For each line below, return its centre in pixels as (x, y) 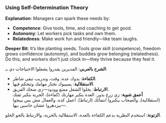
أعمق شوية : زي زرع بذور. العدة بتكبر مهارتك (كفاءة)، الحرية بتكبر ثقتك (78, 95)
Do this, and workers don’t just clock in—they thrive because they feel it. (80, 59)
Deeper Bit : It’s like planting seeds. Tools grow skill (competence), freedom (83, 49)
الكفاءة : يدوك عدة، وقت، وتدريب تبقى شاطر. (54, 79)
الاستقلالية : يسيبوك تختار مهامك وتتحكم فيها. (53, 84)
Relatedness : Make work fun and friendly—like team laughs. (75, 39)
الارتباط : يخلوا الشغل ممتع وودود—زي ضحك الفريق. (61, 89)
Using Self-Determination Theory (47, 8)
